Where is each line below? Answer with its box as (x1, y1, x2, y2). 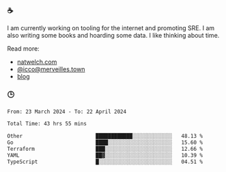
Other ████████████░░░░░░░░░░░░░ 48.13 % (7, 133, 203, 140)
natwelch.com (16, 58, 57, 66)
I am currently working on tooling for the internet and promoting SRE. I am (7, 24, 215, 32)
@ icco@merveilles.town (16, 65, 85, 73)
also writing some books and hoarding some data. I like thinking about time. (7, 32, 220, 40)
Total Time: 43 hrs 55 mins (7, 121, 87, 127)
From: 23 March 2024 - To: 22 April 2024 (7, 108, 127, 115)
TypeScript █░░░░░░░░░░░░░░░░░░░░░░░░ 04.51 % (7, 158, 203, 165)
